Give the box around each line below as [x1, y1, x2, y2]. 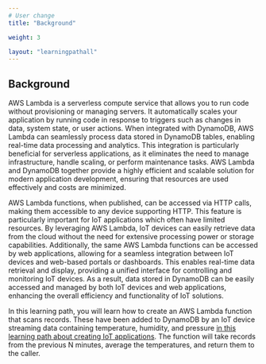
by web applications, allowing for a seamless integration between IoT [8, 249, 234, 258]
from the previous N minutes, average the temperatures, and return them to [8, 340, 255, 350]
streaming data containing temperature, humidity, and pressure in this [8, 323, 237, 333]
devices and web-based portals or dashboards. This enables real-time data [8, 258, 256, 267]
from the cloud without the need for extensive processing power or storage [8, 232, 254, 242]
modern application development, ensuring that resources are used [8, 174, 229, 184]
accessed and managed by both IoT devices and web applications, [8, 283, 227, 292]
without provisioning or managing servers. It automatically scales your [8, 106, 238, 116]
